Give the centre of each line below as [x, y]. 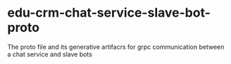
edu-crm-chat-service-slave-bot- [109, 13]
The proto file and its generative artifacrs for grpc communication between [116, 47]
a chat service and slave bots [50, 54]
